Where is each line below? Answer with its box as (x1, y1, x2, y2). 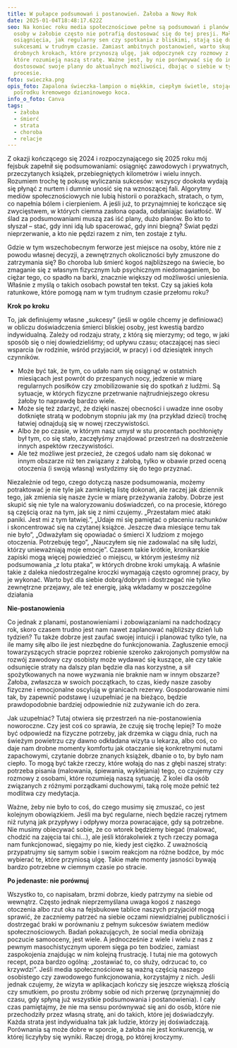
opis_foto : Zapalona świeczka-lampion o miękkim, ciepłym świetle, (7, 83, 210, 90)
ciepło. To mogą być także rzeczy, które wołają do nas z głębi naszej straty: (7, 759, 227, 768)
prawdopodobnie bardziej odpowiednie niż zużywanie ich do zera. (7, 701, 201, 709)
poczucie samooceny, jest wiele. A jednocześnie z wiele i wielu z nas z (7, 935, 213, 943)
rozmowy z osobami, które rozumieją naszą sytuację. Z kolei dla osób (7, 774, 209, 782)
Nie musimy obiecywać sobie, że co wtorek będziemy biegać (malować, (7, 826, 217, 834)
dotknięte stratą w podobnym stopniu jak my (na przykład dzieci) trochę (17, 412, 227, 420)
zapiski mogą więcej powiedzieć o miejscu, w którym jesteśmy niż (7, 553, 200, 561)
